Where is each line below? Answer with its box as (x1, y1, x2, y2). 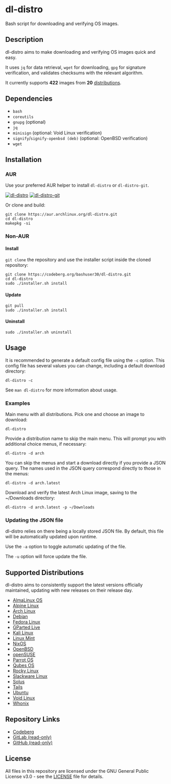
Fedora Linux (12, 619, 41, 625)
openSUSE (12, 652, 36, 657)
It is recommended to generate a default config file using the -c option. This (5, 357, 165, 363)
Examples (5, 400, 31, 407)
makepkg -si (5, 221, 31, 226)
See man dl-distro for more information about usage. (5, 387, 118, 393)
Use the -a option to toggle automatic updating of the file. (5, 543, 127, 550)
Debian (12, 613, 28, 619)
